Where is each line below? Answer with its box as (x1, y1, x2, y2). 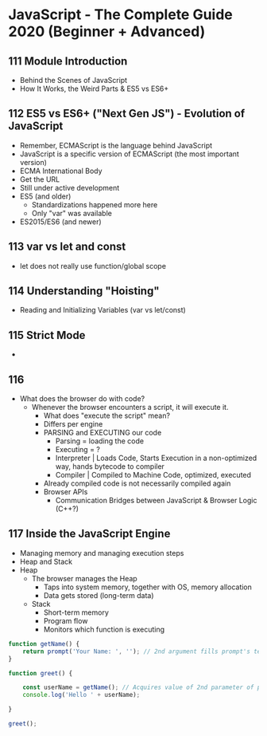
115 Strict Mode (8, 329, 86, 342)
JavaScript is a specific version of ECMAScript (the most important (19, 149, 240, 159)
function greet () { (8, 669, 73, 677)
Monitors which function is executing (43, 624, 165, 634)
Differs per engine (43, 419, 103, 429)
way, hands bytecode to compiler (55, 462, 165, 471)
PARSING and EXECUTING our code (43, 428, 162, 438)
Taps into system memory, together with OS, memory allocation (43, 582, 253, 592)
